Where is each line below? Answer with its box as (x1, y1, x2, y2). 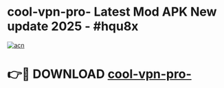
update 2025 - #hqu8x (7, 18, 139, 34)
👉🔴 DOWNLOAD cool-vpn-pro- (7, 66, 192, 82)
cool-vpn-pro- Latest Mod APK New (7, 4, 217, 20)
